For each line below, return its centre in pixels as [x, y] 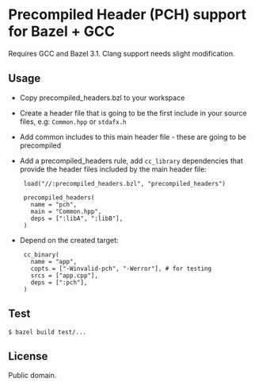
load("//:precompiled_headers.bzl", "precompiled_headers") [125, 183]
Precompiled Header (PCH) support [127, 15]
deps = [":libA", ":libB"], [77, 218]
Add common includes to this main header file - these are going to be [133, 137]
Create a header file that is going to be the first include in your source [133, 113]
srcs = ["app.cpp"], [65, 276]
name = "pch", [54, 204]
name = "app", [54, 261]
